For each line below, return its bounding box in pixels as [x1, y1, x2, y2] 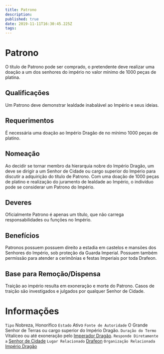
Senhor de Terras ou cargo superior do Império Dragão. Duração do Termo [5, 327, 157, 333]
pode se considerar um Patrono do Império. [5, 184, 95, 190]
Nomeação [5, 150, 40, 158]
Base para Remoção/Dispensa [5, 270, 101, 278]
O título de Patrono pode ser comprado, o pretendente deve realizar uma [5, 64, 155, 70]
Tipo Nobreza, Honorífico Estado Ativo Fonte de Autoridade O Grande [5, 322, 148, 328]
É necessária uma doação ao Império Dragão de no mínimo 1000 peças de [5, 130, 159, 136]
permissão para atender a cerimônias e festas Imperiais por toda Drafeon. [5, 255, 157, 261]
